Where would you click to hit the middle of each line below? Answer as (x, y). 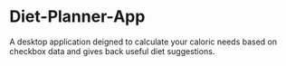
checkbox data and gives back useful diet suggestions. (112, 51)
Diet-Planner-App (77, 17)
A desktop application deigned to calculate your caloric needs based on (143, 42)
